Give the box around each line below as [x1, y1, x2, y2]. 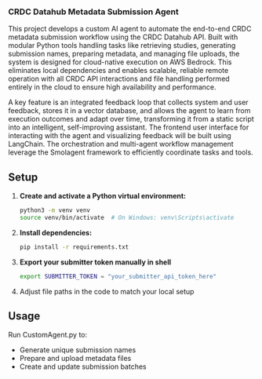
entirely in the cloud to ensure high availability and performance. [8, 82, 217, 92]
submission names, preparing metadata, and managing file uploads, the [8, 49, 240, 59]
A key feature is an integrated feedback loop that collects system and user [8, 97, 249, 108]
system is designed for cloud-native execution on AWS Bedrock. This [8, 57, 232, 67]
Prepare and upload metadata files [19, 354, 132, 363]
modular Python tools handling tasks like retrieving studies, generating [8, 41, 236, 50]
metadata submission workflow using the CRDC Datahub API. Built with [8, 32, 238, 42]
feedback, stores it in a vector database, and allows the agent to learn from [8, 106, 251, 115]
